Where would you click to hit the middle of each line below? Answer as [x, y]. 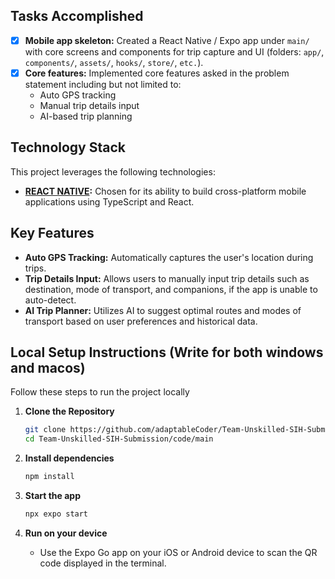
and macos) [48, 367]
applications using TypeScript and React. [109, 201]
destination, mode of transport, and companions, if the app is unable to [171, 289]
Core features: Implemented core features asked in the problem [157, 73]
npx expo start [56, 514]
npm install [49, 477]
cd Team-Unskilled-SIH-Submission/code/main [119, 439]
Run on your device [66, 533]
